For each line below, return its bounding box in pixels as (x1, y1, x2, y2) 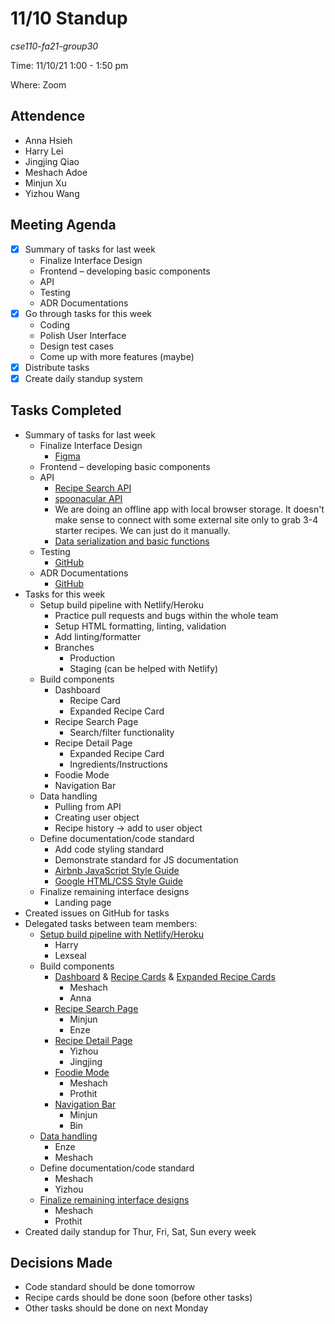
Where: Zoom (10, 78, 67, 91)
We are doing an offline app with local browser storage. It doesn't (54, 503, 325, 515)
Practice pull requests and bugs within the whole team (54, 609, 279, 621)
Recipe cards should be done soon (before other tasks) (24, 1292, 253, 1304)
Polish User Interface (39, 329, 127, 341)
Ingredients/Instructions (69, 758, 168, 770)
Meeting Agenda (10, 217, 117, 234)
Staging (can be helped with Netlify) (69, 662, 219, 674)
